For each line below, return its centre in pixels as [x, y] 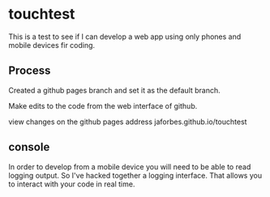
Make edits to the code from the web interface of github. [103, 105]
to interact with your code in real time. [72, 184]
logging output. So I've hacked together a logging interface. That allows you [135, 175]
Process [30, 71]
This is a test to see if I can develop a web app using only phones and [125, 36]
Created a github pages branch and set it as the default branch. [114, 90]
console [29, 147]
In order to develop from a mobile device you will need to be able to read [130, 166]
